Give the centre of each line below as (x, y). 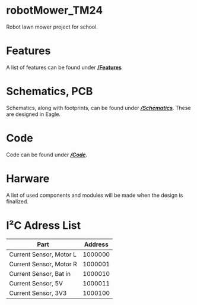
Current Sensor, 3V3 (38, 293)
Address (96, 244)
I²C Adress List (44, 225)
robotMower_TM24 (55, 10)
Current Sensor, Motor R (43, 264)
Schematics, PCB (50, 91)
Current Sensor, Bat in (40, 273)
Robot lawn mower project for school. (52, 27)
